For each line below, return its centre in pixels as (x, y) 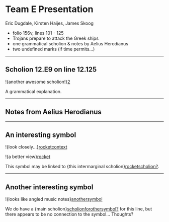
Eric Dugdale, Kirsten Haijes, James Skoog (50, 23)
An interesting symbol (41, 135)
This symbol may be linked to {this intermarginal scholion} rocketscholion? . (82, 167)
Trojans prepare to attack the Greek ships (56, 38)
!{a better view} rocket (28, 157)
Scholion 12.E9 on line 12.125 (51, 70)
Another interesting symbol (49, 187)
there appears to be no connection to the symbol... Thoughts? (69, 214)
